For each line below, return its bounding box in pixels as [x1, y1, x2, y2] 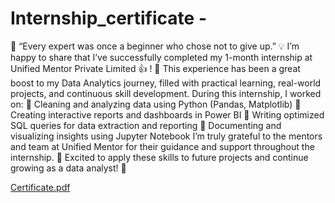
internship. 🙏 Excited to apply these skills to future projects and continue [10, 151, 309, 163]
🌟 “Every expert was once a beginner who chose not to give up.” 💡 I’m [10, 40, 300, 52]
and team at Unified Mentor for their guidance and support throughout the [10, 140, 315, 152]
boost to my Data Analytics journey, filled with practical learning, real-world [10, 77, 322, 89]
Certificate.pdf [10, 181, 71, 193]
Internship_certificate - [10, 7, 207, 30]
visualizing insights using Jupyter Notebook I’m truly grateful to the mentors [10, 130, 323, 142]
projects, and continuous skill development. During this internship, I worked [10, 87, 322, 99]
